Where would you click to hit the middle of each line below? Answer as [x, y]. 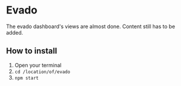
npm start [27, 78]
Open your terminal [38, 65]
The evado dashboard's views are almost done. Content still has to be [90, 26]
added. [15, 32]
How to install [32, 51]
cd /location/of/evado [42, 72]
